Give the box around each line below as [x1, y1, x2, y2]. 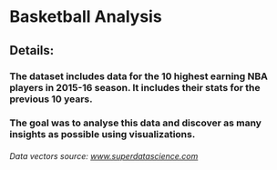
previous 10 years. [9, 93, 93, 105]
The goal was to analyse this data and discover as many [9, 116, 262, 129]
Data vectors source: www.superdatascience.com [9, 151, 199, 162]
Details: [9, 43, 55, 58]
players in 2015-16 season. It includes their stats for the [9, 81, 261, 94]
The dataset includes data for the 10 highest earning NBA [9, 70, 269, 83]
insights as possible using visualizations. [9, 128, 196, 141]
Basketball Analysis [9, 6, 162, 27]
